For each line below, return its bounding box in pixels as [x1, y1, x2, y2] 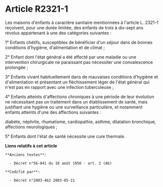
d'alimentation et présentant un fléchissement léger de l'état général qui [5, 79, 150, 85]
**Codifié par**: [5, 169, 40, 174]
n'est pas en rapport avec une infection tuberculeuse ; [5, 84, 114, 90]
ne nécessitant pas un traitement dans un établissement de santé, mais [5, 99, 148, 104]
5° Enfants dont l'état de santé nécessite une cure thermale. [5, 133, 126, 139]
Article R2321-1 [5, 3, 69, 15]
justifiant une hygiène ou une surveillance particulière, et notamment [5, 104, 143, 110]
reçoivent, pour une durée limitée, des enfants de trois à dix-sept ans [5, 24, 144, 30]
